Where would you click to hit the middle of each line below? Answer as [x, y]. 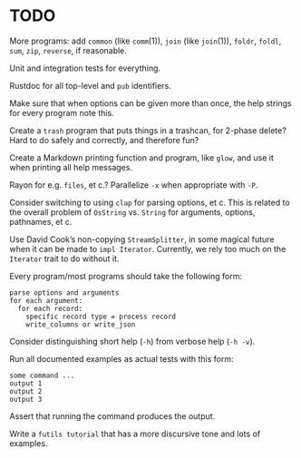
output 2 [26, 391]
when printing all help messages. [71, 167]
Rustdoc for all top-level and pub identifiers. [91, 85]
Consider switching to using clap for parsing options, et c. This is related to [150, 202]
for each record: [50, 308]
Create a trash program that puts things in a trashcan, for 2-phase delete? [148, 130]
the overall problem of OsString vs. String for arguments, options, [132, 212]
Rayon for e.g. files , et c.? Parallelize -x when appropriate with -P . [134, 185]
